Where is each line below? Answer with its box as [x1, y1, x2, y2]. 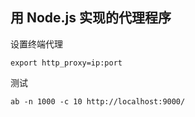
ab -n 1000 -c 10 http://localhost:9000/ [10, 96, 186, 107]
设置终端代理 [10, 38, 63, 50]
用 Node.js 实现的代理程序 [10, 9, 172, 27]
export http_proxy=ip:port [10, 58, 123, 68]
